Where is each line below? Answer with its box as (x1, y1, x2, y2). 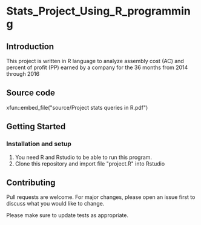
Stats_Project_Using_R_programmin (6, 4, 191, 18)
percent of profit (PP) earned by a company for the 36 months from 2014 (6, 64, 188, 71)
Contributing (6, 177, 56, 187)
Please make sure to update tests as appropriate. (6, 212, 129, 219)
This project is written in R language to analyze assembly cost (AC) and (6, 58, 185, 64)
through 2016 (6, 70, 40, 77)
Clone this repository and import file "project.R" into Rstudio (15, 160, 165, 167)
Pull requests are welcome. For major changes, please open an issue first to (6, 193, 196, 201)
